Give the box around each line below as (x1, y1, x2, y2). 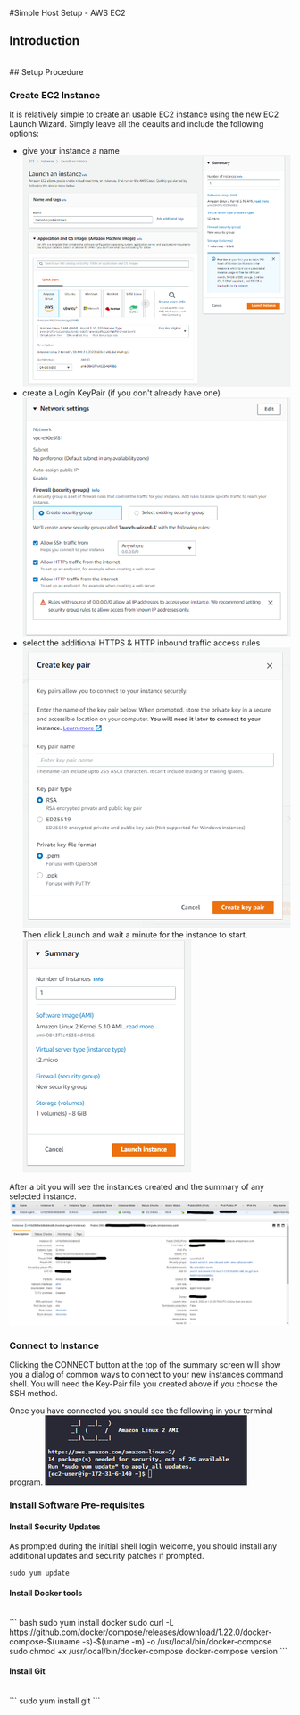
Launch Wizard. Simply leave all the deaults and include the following (9, 119, 264, 129)
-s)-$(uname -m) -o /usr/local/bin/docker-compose (81, 1636, 272, 1646)
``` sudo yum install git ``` (9, 1695, 101, 1706)
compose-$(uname (9, 1636, 80, 1646)
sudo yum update (9, 1569, 70, 1578)
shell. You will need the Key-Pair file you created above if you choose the (9, 1378, 279, 1389)
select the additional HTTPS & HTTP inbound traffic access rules (21, 637, 261, 648)
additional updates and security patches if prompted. (9, 1551, 204, 1561)
